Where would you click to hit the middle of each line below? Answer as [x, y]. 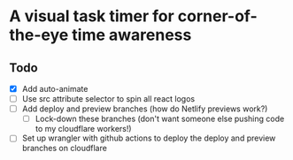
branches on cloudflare [65, 149]
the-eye [39, 35]
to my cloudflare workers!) [83, 129]
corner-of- [218, 16]
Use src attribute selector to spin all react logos [108, 99]
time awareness [132, 35]
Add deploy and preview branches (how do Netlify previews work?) [145, 109]
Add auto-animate [55, 89]
